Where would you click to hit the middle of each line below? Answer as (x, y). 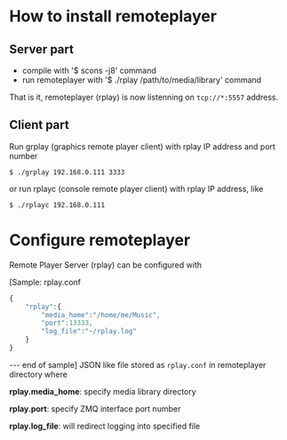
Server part (41, 49)
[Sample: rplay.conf (45, 282)
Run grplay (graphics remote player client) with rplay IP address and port (142, 146)
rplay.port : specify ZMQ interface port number (95, 408)
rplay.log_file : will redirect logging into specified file (105, 426)
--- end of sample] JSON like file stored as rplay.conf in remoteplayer (138, 364)
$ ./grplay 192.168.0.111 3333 (67, 172)
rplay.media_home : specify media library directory (103, 391)
